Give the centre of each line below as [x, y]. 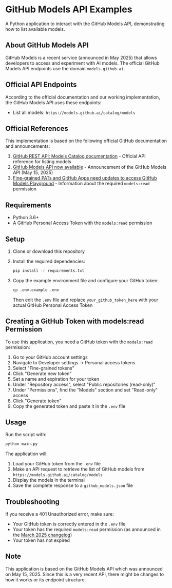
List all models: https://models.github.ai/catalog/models [74, 112]
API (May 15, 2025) [33, 172]
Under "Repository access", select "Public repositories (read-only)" [84, 384]
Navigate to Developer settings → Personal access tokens [74, 362]
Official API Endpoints [41, 85]
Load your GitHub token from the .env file [57, 464]
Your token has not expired [41, 540]
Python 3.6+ [26, 218]
